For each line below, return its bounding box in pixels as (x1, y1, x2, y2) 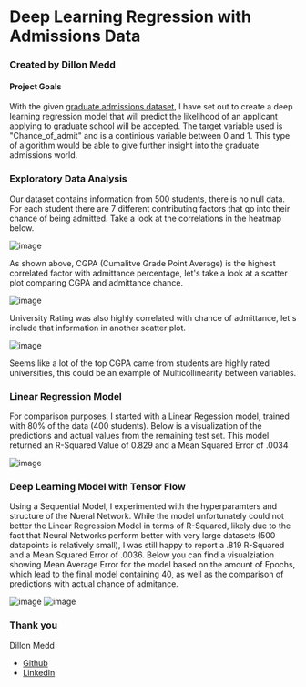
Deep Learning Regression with (9, 6, 252, 27)
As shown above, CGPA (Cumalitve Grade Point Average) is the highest (9, 257, 276, 268)
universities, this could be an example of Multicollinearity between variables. (9, 367, 297, 378)
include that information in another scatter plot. (9, 322, 187, 333)
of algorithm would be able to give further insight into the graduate (9, 140, 260, 151)
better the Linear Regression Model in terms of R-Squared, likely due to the (9, 520, 291, 531)
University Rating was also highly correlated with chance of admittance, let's (9, 312, 297, 323)
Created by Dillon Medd (9, 58, 117, 71)
